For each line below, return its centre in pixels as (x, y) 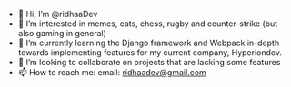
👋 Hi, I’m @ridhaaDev (58, 14)
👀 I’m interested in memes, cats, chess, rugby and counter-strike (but (148, 24)
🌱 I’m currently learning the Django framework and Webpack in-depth (149, 43)
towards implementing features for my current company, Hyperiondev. (150, 53)
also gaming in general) (62, 33)
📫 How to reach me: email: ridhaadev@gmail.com (112, 72)
